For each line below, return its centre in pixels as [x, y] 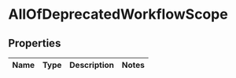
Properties [35, 43]
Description [92, 65]
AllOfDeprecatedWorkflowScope [118, 14]
